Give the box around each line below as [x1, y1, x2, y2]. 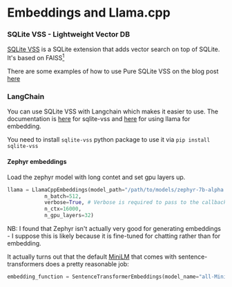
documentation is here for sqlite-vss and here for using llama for [7, 115, 191, 123]
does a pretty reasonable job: [46, 260, 129, 268]
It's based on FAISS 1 [7, 53, 65, 62]
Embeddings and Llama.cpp [7, 5, 171, 21]
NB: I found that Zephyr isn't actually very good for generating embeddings [7, 225, 221, 233]
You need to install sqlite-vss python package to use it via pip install [7, 136, 211, 144]
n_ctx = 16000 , [43, 205, 81, 212]
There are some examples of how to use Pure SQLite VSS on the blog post [7, 67, 219, 75]
